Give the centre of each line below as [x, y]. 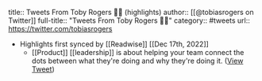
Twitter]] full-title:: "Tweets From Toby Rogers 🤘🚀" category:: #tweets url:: [129, 20]
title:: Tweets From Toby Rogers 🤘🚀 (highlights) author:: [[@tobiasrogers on [131, 12]
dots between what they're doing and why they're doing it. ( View [137, 61]
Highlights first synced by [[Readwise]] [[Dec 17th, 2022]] [114, 44]
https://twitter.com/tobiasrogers [60, 29]
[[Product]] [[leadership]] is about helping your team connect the [138, 52]
